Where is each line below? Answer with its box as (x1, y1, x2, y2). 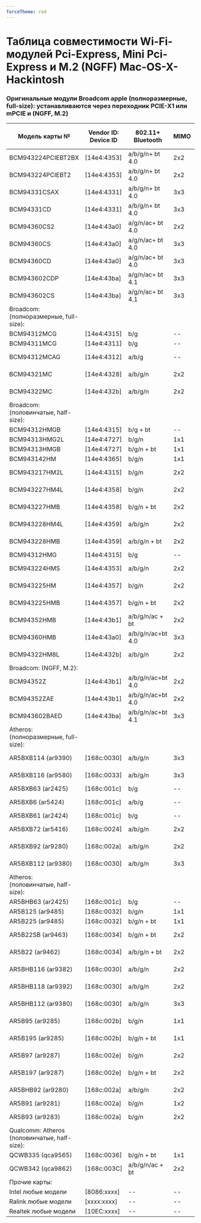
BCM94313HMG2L (9, 435, 65, 444)
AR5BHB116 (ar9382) (9, 965, 73, 974)
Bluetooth (133, 136, 163, 144)
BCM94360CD (9, 257, 51, 266)
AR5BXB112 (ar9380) (9, 860, 72, 868)
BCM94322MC (9, 387, 53, 396)
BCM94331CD (9, 205, 51, 213)
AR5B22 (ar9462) (9, 948, 61, 956)
